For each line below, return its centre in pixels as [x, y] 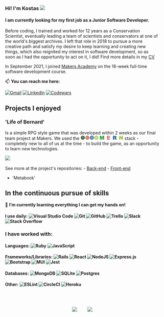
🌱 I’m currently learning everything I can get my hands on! [65, 205]
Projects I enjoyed [33, 108]
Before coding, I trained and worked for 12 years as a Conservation [73, 31]
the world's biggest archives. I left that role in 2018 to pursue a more [74, 41]
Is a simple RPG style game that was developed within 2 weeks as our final [80, 133]
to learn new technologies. [32, 148]
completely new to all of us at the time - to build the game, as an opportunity [82, 143]
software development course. [36, 72]
